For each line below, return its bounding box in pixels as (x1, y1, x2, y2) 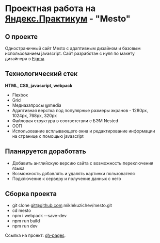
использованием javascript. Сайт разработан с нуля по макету (5, 50, 135, 56)
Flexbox (12, 92, 28, 97)
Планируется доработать (5, 147, 86, 156)
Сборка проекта (5, 190, 57, 198)
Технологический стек (5, 70, 78, 78)
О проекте (5, 32, 38, 41)
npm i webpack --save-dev (12, 213, 67, 219)
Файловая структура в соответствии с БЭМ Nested (12, 117, 118, 124)
